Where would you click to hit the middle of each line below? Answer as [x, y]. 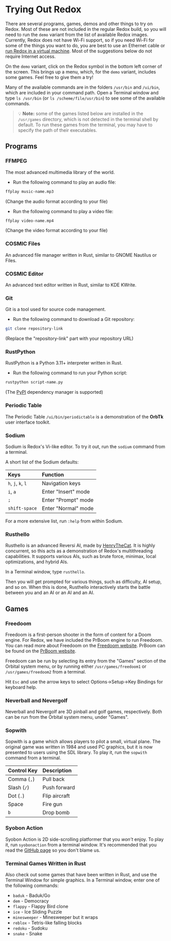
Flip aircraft [56, 796]
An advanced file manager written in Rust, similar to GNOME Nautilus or [81, 255]
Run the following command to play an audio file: [64, 182]
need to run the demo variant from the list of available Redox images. [77, 34]
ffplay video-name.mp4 [30, 221]
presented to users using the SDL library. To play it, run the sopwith [76, 753]
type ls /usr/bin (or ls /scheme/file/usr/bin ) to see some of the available [85, 98]
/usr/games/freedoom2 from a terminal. [46, 671]
